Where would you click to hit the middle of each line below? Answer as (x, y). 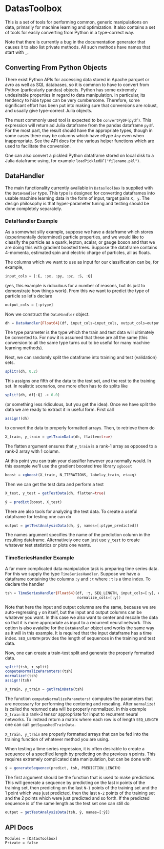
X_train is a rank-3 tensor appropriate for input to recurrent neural (72, 714)
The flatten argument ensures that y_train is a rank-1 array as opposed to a (81, 446)
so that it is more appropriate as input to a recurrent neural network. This (78, 622)
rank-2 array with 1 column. (32, 451)
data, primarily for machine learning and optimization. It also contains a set (80, 27)
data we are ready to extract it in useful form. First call (60, 410)
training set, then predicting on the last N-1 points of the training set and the (81, 787)
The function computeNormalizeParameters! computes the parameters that (79, 699)
